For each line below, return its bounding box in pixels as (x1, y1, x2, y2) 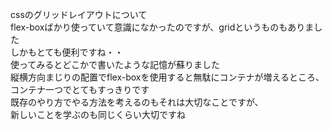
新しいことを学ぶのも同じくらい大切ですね (10, 109, 186, 120)
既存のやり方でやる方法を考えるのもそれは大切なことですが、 (10, 96, 264, 108)
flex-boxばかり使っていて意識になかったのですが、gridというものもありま (10, 21, 315, 33)
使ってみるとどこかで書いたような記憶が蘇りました (10, 59, 220, 70)
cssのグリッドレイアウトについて (10, 9, 148, 20)
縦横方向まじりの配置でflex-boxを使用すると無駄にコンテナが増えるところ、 (10, 71, 325, 83)
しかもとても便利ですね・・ (10, 46, 124, 58)
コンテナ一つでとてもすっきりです (10, 84, 150, 95)
